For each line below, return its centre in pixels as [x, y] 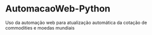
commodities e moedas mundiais [40, 27]
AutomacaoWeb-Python [58, 9]
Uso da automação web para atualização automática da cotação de [76, 22]
